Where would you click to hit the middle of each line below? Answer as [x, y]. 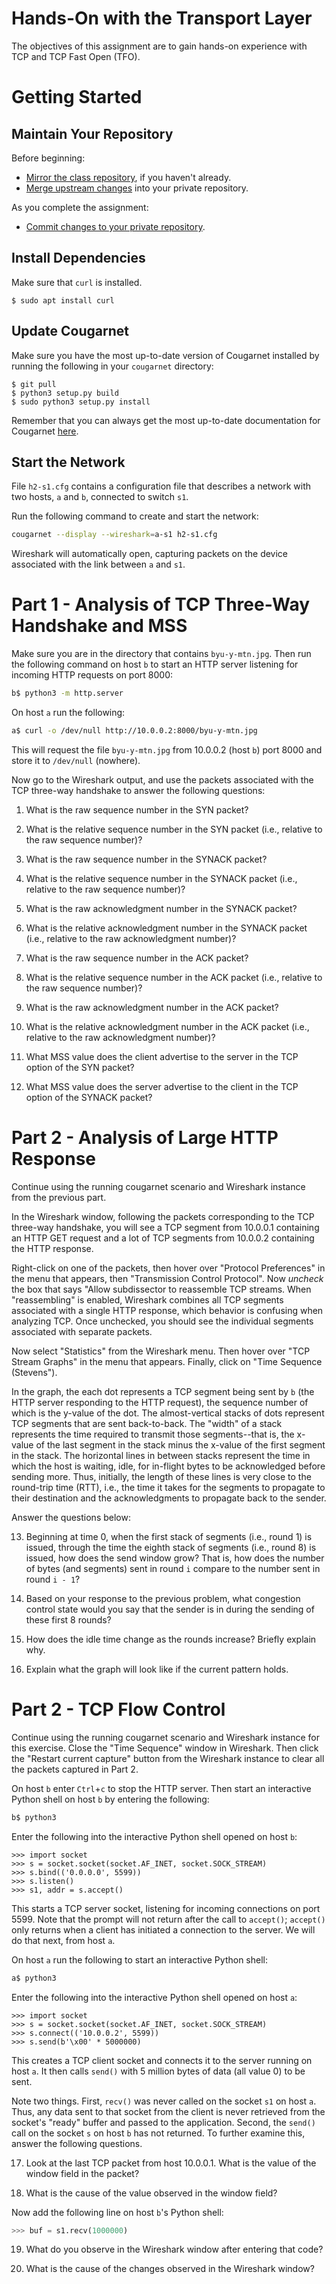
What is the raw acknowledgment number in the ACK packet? [152, 1007]
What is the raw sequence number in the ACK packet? [137, 958]
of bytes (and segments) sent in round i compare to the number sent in [173, 1568]
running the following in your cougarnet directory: [112, 366]
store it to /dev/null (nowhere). [76, 760]
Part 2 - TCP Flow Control [118, 1709]
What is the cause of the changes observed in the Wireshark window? [170, 2269]
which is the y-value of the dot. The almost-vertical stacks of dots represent [168, 1413]
